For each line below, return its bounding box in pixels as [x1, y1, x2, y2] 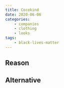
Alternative [5, 76, 41, 84]
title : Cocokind [5, 7, 39, 13]
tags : [5, 36, 16, 41]
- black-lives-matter [14, 40, 59, 45]
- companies [14, 21, 39, 27]
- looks [14, 31, 30, 36]
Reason [5, 59, 29, 67]
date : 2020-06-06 [5, 12, 41, 17]
